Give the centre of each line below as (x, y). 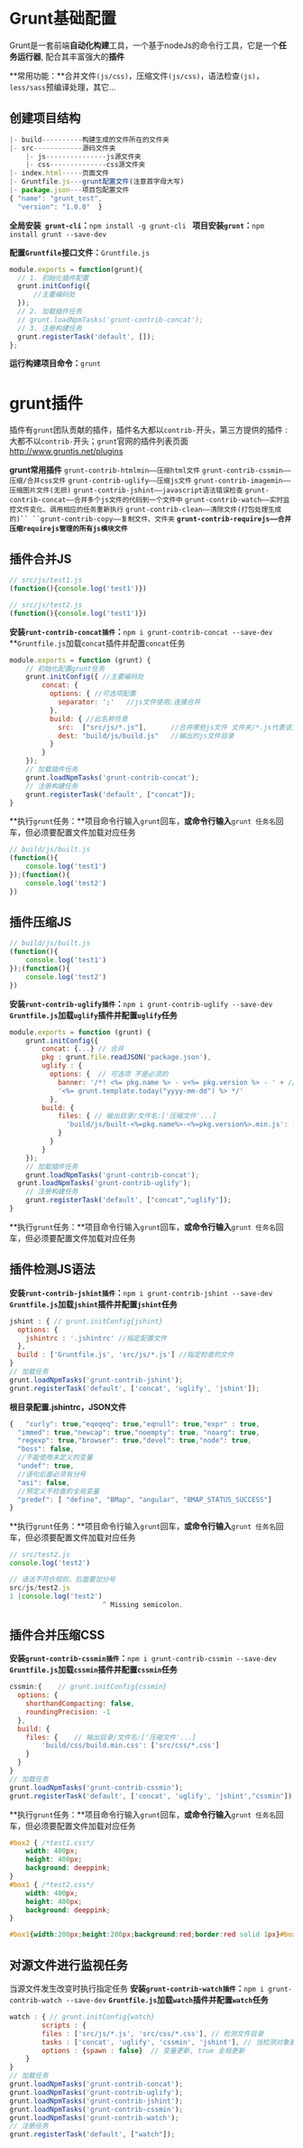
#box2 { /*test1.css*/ (52, 1843)
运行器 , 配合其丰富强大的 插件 (70, 56)
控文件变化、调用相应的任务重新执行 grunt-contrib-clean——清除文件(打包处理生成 (146, 510)
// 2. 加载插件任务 (50, 312)
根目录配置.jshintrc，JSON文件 (68, 1406)
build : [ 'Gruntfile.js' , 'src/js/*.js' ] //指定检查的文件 (126, 1355)
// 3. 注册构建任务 (50, 328)
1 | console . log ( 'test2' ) (56, 1596)
